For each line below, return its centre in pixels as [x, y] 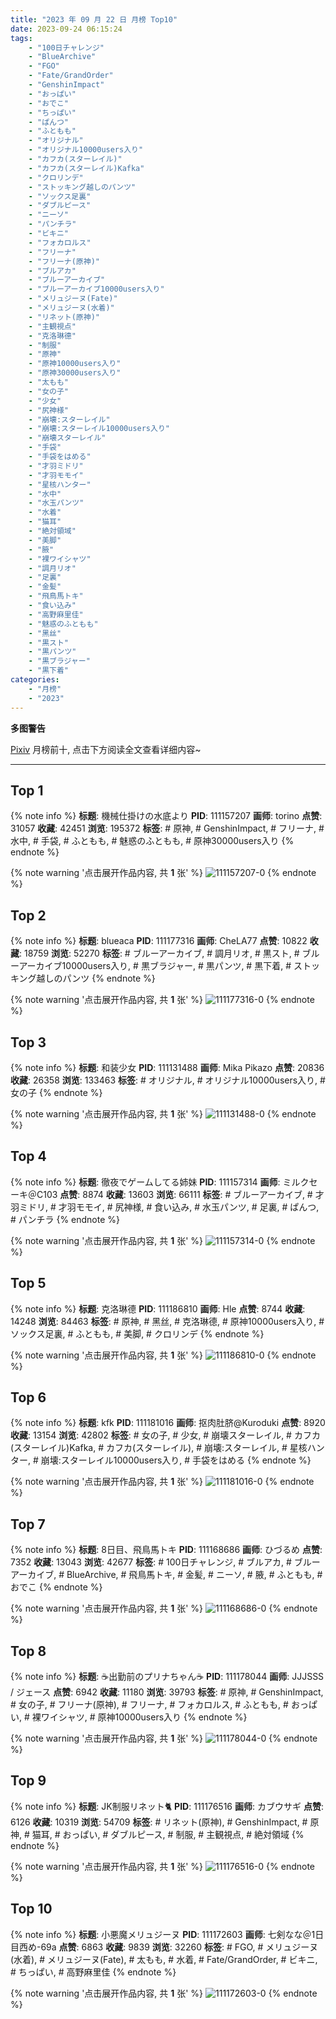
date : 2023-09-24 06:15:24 [66, 29]
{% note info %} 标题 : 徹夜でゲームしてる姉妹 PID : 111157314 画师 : [145, 1182]
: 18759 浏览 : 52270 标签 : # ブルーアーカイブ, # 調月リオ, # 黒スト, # [159, 953]
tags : [21, 38]
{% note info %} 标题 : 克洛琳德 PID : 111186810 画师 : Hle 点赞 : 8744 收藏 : [158, 1308]
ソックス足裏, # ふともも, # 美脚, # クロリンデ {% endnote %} [137, 1333]
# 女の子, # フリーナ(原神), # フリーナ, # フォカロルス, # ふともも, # [149, 1704]
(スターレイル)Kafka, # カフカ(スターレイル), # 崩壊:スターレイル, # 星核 [159, 1448]
